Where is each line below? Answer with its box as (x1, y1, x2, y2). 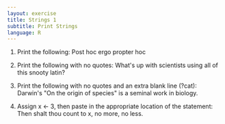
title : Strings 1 (7, 16, 57, 23)
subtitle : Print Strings (7, 23, 78, 29)
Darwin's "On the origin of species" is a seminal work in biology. (16, 89, 198, 97)
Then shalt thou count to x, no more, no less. (16, 110, 144, 118)
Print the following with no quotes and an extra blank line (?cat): (16, 82, 197, 90)
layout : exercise (7, 10, 57, 17)
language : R (7, 29, 41, 36)
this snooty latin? (16, 69, 66, 77)
